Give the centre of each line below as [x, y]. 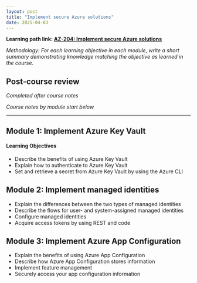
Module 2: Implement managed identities [83, 190]
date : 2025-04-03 [27, 22]
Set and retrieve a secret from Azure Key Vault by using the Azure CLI [99, 171]
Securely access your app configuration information [77, 274]
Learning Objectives [31, 146]
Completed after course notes [42, 96]
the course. [20, 63]
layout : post [22, 11]
